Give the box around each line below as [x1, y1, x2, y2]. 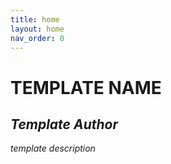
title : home [10, 14, 60, 25]
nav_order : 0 [10, 33, 65, 43]
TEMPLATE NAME [10, 76, 162, 99]
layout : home [10, 24, 65, 34]
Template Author [10, 116, 119, 133]
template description [10, 142, 96, 155]
